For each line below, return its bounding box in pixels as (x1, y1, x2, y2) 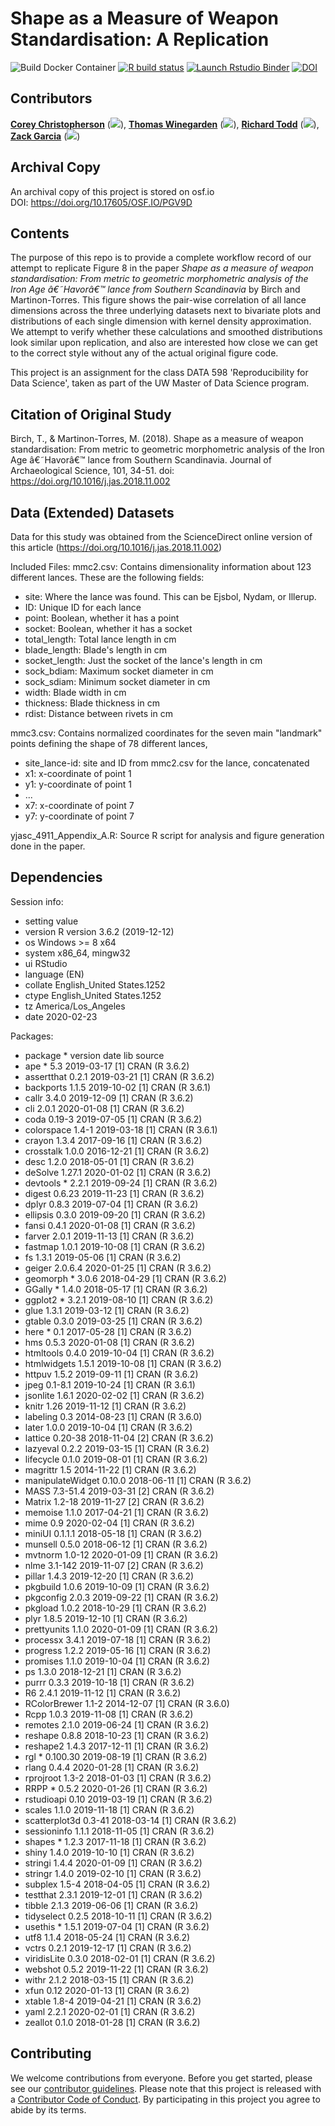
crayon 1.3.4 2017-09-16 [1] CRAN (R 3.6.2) (24, 1134, 203, 1146)
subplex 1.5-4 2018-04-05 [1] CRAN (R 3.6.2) (24, 1878, 211, 1890)
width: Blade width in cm (24, 687, 127, 698)
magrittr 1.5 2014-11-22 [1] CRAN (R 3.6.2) (24, 1463, 197, 1476)
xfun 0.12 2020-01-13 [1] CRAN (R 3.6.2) (24, 1984, 190, 1996)
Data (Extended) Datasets (10, 504, 175, 521)
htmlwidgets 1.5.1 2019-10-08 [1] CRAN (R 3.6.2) (24, 1357, 222, 1369)
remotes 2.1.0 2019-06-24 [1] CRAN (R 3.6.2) (24, 1718, 210, 1731)
